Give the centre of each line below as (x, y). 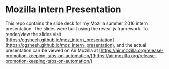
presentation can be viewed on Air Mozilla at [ (53, 50)
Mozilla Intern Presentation (63, 9)
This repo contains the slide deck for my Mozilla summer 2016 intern (77, 23)
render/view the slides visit (33, 34)
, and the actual (130, 45)
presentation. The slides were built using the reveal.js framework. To (77, 28)
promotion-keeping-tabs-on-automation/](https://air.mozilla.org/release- (81, 56)
